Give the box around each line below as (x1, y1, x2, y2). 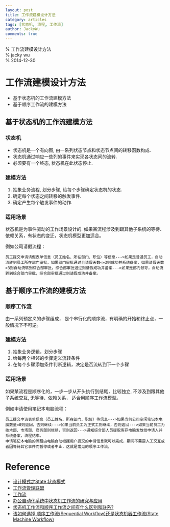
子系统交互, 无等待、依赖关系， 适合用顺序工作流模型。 (5, 395, 121, 401)
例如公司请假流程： (5, 243, 46, 249)
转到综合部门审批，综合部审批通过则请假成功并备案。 (5, 271, 101, 276)
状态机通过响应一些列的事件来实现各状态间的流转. (12, 153, 117, 160)
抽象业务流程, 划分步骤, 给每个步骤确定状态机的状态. (12, 186, 123, 192)
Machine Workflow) (12, 516, 55, 522)
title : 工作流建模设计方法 (5, 12, 56, 17)
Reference (5, 461, 50, 473)
